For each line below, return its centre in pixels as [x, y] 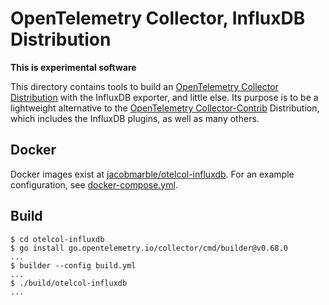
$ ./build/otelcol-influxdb [69, 283]
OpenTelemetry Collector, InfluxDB [158, 18]
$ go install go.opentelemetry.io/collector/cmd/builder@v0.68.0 [149, 248]
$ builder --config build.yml [73, 265]
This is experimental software [73, 67]
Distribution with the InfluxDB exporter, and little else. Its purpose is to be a [164, 97]
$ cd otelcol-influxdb [57, 239]
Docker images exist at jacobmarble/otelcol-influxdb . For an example [152, 174]
